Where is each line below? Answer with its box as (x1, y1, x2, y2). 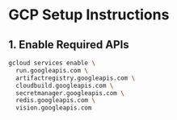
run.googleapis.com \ (15, 66, 89, 74)
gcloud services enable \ (8, 59, 95, 67)
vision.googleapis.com (15, 104, 92, 112)
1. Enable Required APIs (8, 38, 129, 52)
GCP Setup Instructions (8, 6, 170, 24)
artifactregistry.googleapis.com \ (15, 74, 136, 82)
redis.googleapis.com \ (15, 97, 95, 105)
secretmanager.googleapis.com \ (15, 89, 125, 97)
